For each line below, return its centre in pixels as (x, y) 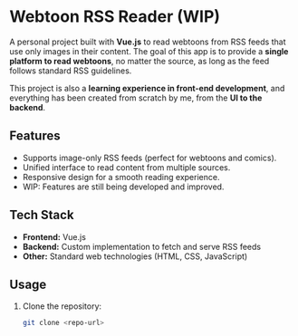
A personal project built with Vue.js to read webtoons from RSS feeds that (148, 42)
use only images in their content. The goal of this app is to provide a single (149, 51)
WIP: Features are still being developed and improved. (123, 187)
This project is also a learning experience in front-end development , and (147, 88)
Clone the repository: (62, 306)
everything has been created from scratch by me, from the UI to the (136, 98)
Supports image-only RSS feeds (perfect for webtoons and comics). (149, 158)
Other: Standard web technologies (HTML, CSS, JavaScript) (135, 256)
